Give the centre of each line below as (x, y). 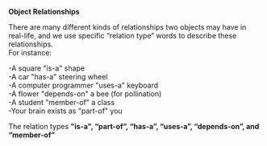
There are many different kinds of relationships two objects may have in (127, 27)
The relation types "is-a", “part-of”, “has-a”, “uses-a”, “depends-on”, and (134, 126)
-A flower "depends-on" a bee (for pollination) (85, 94)
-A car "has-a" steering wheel (58, 77)
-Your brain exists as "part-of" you (65, 111)
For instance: (30, 53)
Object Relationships (44, 12)
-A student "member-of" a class (62, 102)
